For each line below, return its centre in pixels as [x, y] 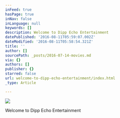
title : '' [15, 46]
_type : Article [21, 83]
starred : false [21, 74]
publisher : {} [20, 69]
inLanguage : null [23, 23]
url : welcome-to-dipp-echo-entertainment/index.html [60, 78]
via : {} [13, 60]
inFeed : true [18, 10]
